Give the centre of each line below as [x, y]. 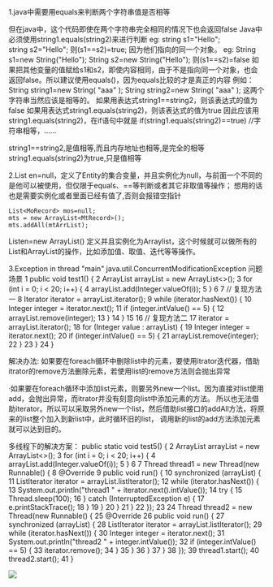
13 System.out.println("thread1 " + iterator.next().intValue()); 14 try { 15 [126, 490]
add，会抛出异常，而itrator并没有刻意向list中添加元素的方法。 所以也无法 [130, 399]
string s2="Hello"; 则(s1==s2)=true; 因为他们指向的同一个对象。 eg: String [132, 50]
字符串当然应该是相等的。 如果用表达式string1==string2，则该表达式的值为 [133, 100]
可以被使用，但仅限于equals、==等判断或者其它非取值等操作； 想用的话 [143, 186]
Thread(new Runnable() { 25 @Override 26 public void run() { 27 [117, 516]
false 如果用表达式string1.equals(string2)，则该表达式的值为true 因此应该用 [134, 110]
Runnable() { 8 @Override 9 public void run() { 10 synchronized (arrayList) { [135, 473]
